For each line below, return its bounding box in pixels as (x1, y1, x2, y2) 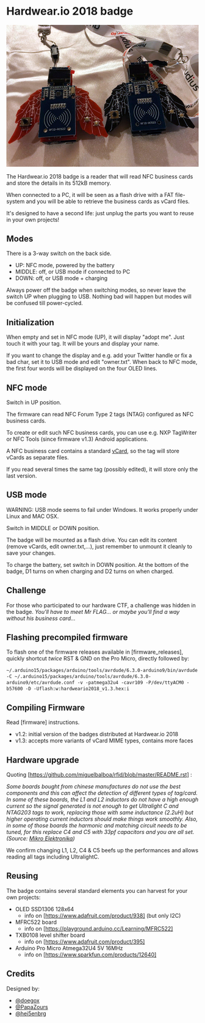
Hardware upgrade (6, 755, 79, 765)
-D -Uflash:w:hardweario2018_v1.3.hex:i (25, 686, 130, 692)
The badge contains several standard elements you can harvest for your (6, 887, 188, 894)
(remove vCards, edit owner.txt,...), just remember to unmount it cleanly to (6, 542, 192, 550)
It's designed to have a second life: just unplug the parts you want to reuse (6, 209, 194, 216)
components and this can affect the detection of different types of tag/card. (6, 789, 198, 797)
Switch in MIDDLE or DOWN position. (6, 524, 100, 531)
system (6, 198, 25, 205)
